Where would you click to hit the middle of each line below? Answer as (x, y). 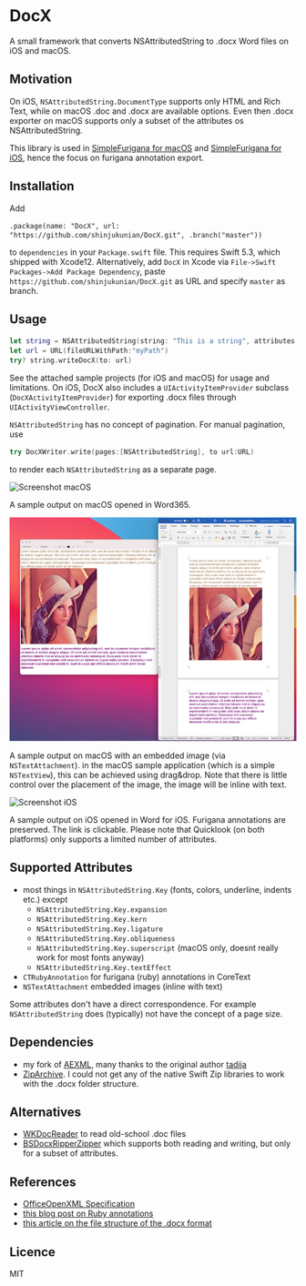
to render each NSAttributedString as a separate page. (113, 469)
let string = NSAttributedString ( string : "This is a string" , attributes (153, 341)
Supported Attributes (71, 868)
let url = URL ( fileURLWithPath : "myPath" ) (89, 351)
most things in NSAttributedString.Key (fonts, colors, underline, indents (157, 889)
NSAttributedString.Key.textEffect (103, 967)
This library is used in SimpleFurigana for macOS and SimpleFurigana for (146, 147)
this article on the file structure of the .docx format (117, 1223)
